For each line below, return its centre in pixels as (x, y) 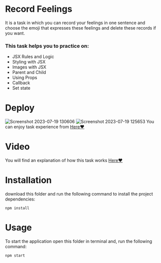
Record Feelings (39, 9)
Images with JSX (29, 67)
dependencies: (20, 199)
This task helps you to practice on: (47, 46)
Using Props (25, 78)
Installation (28, 180)
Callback (21, 83)
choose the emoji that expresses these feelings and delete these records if (80, 28)
